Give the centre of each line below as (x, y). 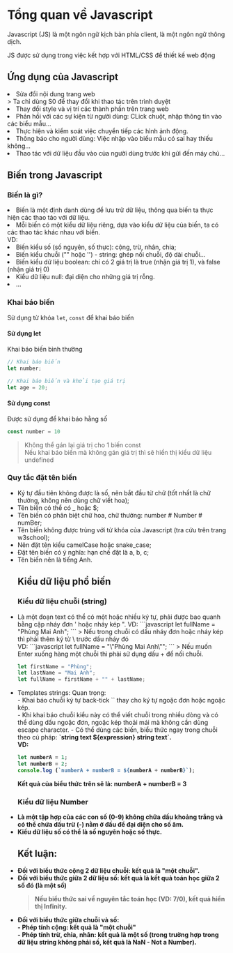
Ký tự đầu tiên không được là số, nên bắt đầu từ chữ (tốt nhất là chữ (114, 493)
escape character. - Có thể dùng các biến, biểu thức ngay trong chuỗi (117, 730)
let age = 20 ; (28, 387)
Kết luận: (37, 854)
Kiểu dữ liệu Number (53, 802)
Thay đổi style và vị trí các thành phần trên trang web (93, 109)
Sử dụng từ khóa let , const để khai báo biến (71, 317)
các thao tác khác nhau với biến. (54, 232)
